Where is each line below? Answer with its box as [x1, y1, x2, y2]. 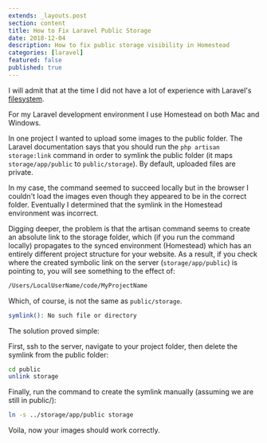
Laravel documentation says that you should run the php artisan [8, 141, 221, 152]
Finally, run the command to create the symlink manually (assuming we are [8, 387, 253, 397]
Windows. [8, 117, 41, 128]
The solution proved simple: [8, 326, 100, 335]
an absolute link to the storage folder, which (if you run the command [8, 232, 235, 242]
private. [8, 167, 33, 176]
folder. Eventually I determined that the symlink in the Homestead [8, 200, 223, 209]
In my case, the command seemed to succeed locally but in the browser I [8, 183, 249, 192]
